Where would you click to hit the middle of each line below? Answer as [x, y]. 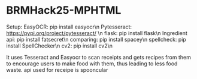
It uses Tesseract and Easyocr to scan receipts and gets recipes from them [99, 57]
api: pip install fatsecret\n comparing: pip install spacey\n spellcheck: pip [96, 39]
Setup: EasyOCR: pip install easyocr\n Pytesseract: [69, 27]
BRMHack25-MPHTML [64, 10]
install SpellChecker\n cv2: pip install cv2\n [59, 46]
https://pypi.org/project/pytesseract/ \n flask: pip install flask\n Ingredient [97, 33]
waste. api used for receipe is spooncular [57, 69]
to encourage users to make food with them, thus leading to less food [92, 64]
